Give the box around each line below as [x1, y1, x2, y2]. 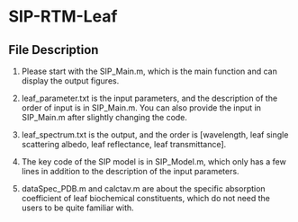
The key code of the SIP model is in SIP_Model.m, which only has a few [21, 156, 287, 167]
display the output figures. [21, 75, 120, 86]
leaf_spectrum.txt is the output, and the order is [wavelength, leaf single [21, 129, 289, 140]
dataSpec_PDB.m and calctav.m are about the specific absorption [21, 183, 266, 194]
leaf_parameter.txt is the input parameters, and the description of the [21, 93, 278, 103]
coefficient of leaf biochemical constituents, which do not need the [21, 193, 271, 203]
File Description [8, 42, 99, 58]
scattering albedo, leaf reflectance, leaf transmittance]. [21, 139, 227, 149]
